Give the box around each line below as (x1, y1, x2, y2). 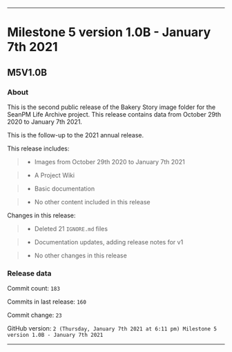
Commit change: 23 (7, 311, 62, 320)
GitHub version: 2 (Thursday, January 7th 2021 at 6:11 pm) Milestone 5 (7, 324, 217, 333)
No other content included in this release (34, 197, 151, 206)
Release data (7, 268, 52, 278)
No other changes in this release (34, 251, 128, 260)
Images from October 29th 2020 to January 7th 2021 (34, 157, 185, 166)
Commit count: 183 (7, 284, 61, 293)
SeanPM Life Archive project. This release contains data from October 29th (7, 110, 222, 118)
